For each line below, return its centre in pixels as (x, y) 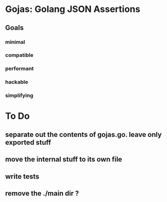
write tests (22, 176)
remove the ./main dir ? (42, 193)
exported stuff (28, 142)
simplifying (19, 95)
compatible (19, 55)
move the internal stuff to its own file (64, 159)
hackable (17, 82)
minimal (15, 42)
